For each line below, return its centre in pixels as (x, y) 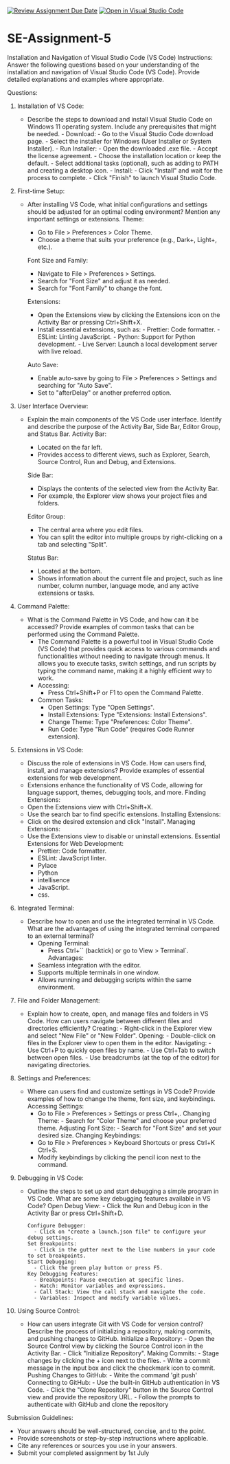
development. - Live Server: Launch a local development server (127, 344)
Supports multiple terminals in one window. (99, 972)
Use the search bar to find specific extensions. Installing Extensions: (124, 814)
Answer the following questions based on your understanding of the (103, 65)
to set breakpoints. (57, 1256)
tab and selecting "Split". (72, 544)
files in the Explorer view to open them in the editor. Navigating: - (119, 1042)
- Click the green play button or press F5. (98, 1268)
